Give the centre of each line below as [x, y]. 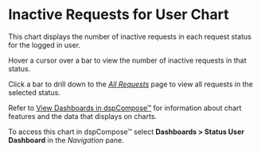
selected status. [35, 92]
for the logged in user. [45, 44]
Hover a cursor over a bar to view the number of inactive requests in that [127, 60]
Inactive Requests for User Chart [119, 15]
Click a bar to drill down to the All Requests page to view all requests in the [130, 84]
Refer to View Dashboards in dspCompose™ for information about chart [125, 108]
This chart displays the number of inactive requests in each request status [130, 36]
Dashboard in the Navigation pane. [66, 140]
